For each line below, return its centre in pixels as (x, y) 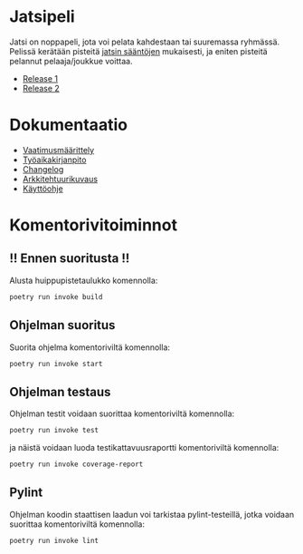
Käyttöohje (43, 189)
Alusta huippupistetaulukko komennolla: (84, 280)
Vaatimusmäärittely (58, 150)
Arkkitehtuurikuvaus (60, 179)
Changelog (43, 169)
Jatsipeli (42, 17)
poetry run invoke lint (54, 540)
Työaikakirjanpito (54, 160)
